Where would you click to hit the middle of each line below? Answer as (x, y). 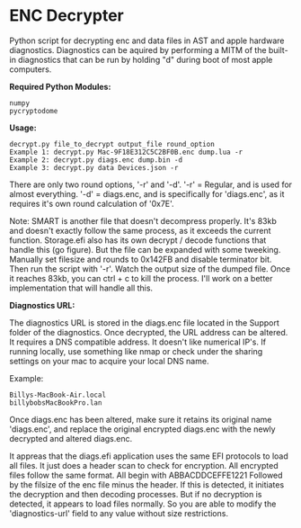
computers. (31, 69)
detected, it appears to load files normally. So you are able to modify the (143, 504)
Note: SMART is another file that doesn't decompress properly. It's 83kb (143, 220)
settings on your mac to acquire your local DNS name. (109, 361)
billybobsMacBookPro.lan (56, 403)
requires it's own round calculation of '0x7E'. (92, 203)
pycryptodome (34, 111)
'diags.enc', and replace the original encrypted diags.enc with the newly (142, 429)
